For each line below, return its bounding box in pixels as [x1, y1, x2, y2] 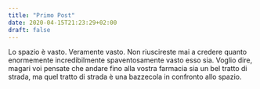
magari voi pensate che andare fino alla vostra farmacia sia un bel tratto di [8, 64, 247, 73]
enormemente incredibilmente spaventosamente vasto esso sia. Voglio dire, [8, 55, 253, 65]
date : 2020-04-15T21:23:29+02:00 [8, 19, 117, 27]
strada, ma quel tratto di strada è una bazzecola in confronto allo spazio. [8, 72, 242, 82]
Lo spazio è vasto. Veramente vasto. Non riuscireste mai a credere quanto [8, 48, 247, 57]
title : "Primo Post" [8, 11, 76, 20]
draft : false [8, 26, 51, 34]
